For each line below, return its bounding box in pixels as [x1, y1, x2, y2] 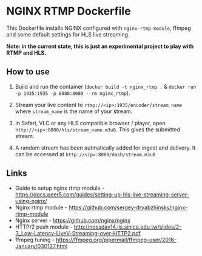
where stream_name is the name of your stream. [15, 108, 133, 115]
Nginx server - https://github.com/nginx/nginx [15, 216, 130, 224]
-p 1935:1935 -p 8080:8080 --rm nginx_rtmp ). [15, 89, 130, 97]
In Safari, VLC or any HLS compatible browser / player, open [15, 119, 166, 126]
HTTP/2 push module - [15, 223, 73, 230]
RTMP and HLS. [6, 49, 47, 56]
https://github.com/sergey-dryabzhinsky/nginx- [69, 204, 188, 211]
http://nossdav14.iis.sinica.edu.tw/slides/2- [73, 223, 182, 230]
